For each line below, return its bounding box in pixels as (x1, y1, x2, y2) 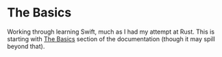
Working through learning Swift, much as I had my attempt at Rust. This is (7, 27, 214, 36)
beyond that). (7, 42, 45, 50)
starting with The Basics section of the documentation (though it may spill (7, 34, 216, 43)
